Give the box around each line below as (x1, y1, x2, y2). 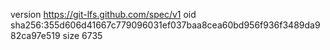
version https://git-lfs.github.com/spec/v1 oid (10, 9, 197, 20)
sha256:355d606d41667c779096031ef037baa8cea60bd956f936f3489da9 (10, 19, 321, 31)
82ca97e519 (10, 30, 61, 41)
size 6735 (62, 30, 103, 41)
